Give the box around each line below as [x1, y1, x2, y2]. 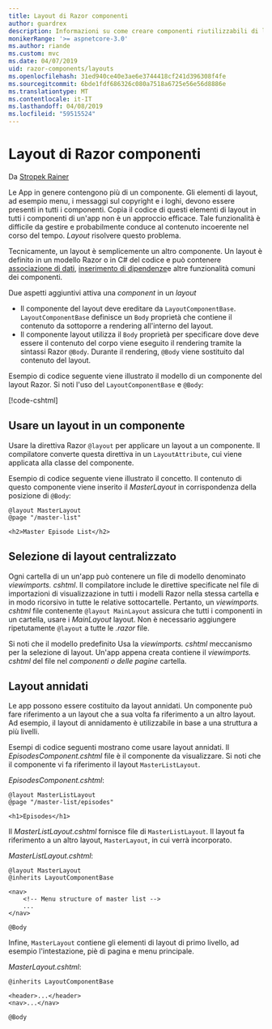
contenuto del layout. [19, 355, 91, 365]
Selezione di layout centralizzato [8, 549, 176, 564]
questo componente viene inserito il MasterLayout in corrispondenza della [8, 482, 257, 492]
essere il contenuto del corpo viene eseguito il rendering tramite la [19, 338, 242, 347]
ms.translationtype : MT [8, 87, 89, 96]
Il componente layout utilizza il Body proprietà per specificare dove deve [19, 329, 259, 339]
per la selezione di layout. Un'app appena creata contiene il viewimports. [8, 647, 251, 657]
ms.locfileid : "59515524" [8, 110, 96, 118]
